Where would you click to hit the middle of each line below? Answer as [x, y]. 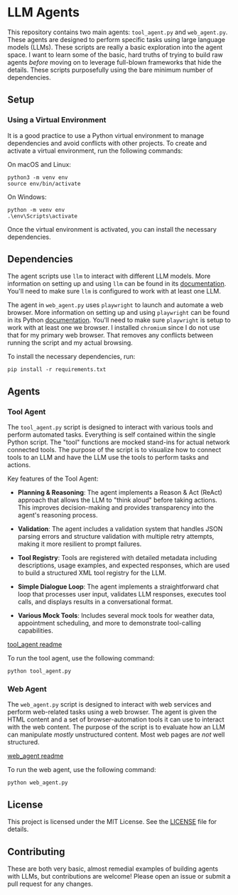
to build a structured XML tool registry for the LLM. [92, 573]
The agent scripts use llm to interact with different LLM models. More [109, 276]
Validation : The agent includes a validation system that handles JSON [120, 529]
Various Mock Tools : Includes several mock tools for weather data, [116, 616]
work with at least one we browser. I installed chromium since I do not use [114, 328]
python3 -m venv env [38, 177]
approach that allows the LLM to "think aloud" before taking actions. [118, 500]
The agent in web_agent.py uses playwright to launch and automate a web [115, 305]
